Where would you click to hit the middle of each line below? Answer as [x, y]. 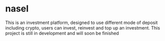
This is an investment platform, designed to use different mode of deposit [81, 22]
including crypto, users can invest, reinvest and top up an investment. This [83, 27]
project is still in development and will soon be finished [62, 33]
